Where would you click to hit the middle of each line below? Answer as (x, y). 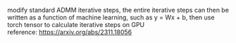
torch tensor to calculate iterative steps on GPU (76, 25)
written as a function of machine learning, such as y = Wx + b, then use (111, 17)
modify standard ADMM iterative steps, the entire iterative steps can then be (118, 10)
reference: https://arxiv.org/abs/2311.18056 (70, 32)
